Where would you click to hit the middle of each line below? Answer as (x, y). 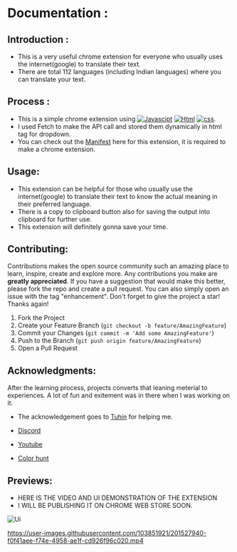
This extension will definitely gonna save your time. (93, 227)
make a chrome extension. (57, 149)
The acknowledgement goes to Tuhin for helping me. (95, 417)
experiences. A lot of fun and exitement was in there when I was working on (118, 395)
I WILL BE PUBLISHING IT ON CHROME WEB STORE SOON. (105, 506)
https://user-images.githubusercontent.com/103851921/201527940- (107, 533)
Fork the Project (41, 318)
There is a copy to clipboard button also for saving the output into (114, 211)
